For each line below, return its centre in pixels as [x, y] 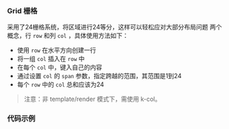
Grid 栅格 [22, 10]
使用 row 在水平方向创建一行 [57, 50]
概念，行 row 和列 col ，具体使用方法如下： [68, 36]
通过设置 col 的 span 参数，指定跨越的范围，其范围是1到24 [99, 76]
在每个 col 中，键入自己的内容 [60, 67]
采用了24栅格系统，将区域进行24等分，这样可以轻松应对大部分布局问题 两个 [114, 27]
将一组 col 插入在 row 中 [51, 59]
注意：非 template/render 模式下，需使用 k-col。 [92, 99]
